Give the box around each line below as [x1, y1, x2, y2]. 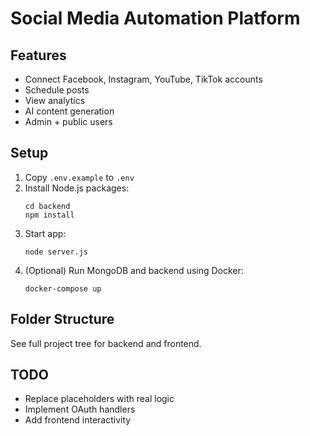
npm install [24, 210, 75, 220]
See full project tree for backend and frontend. [10, 337, 202, 349]
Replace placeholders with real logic [24, 393, 175, 405]
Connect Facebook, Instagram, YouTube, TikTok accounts [24, 73, 263, 85]
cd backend [24, 201, 71, 211]
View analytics [24, 95, 86, 106]
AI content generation [24, 105, 115, 117]
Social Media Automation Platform [10, 7, 301, 30]
